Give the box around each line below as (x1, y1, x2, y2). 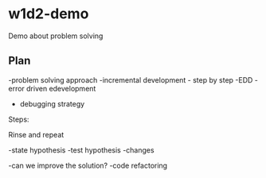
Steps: (8, 114, 29, 124)
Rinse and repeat (8, 130, 65, 139)
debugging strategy (19, 99, 85, 108)
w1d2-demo (8, 5, 89, 23)
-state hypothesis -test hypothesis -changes (8, 145, 155, 155)
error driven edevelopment (8, 83, 96, 93)
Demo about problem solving (8, 31, 104, 41)
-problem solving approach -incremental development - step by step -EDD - (8, 75, 259, 84)
